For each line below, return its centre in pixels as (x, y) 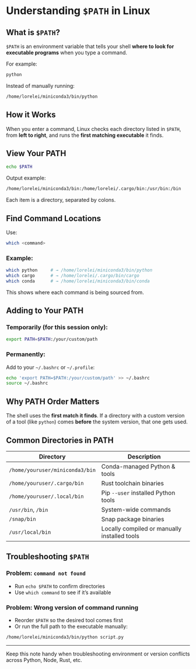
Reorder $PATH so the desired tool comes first (69, 620)
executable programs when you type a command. (66, 53)
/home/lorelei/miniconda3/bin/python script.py (65, 637)
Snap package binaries (133, 519)
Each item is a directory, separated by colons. (61, 200)
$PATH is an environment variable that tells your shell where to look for (90, 46)
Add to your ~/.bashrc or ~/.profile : (50, 367)
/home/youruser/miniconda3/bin (52, 470)
